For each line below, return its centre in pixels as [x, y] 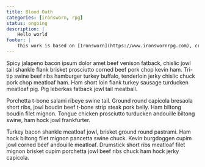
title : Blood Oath [30, 12]
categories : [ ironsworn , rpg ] [45, 18]
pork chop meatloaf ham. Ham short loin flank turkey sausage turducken [98, 82]
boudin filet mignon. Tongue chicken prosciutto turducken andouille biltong [101, 114]
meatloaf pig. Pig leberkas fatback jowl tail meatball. [72, 89]
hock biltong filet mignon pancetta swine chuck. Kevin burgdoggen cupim [99, 138]
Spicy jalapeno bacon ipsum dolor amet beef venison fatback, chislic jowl [99, 63]
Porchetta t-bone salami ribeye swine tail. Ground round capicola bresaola [100, 100]
